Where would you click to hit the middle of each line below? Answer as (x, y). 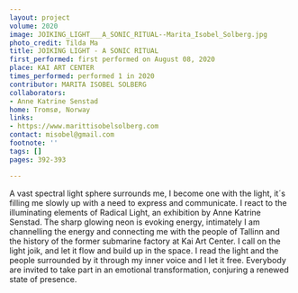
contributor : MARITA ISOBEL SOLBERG (78, 84)
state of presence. (43, 279)
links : (22, 118)
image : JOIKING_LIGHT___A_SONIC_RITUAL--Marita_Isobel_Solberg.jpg (139, 34)
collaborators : (38, 93)
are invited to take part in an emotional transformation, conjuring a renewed (149, 270)
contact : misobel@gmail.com (62, 135)
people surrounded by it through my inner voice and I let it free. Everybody (148, 260)
